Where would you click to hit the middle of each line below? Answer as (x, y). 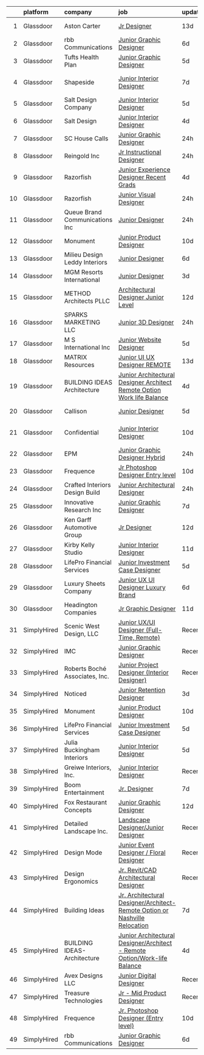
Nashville (131, 918)
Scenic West (82, 626)
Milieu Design (83, 255)
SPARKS (76, 314)
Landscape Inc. (86, 831)
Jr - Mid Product (142, 993)
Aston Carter (82, 26)
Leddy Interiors (86, 262)
